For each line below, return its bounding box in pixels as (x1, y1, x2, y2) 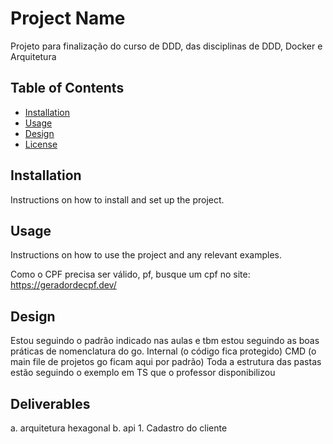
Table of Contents (10, 80, 125, 97)
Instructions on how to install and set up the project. (10, 193, 225, 206)
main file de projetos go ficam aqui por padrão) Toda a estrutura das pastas (10, 356, 322, 368)
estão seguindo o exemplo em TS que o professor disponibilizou (10, 367, 276, 379)
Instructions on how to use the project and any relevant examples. (10, 249, 282, 261)
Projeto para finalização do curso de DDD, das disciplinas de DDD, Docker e (10, 40, 323, 52)
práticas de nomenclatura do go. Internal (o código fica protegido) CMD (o (10, 345, 317, 357)
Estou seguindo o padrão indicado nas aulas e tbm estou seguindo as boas (10, 335, 320, 347)
